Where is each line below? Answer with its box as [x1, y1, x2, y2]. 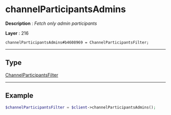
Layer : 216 [5, 30, 29, 36]
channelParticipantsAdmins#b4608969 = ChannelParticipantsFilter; [5, 40, 149, 45]
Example [5, 91, 34, 100]
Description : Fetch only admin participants [5, 20, 97, 26]
